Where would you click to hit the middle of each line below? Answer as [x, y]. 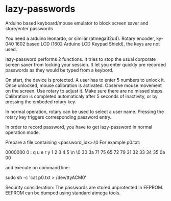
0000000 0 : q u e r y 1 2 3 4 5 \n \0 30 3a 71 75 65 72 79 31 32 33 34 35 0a [85, 152]
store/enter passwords [29, 28]
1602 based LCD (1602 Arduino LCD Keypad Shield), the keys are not [88, 43]
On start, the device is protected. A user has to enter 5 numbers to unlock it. [85, 80]
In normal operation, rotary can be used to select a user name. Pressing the [85, 111]
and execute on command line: [38, 167]
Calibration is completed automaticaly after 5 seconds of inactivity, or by [81, 96]
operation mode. [23, 132]
